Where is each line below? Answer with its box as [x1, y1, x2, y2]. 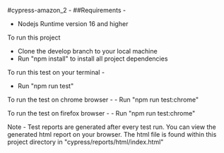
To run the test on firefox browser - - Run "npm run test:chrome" [7, 109, 196, 117]
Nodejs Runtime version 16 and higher [17, 20, 129, 27]
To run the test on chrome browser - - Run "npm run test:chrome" [7, 95, 199, 104]
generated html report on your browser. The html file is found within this [7, 130, 217, 138]
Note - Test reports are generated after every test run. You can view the [7, 123, 217, 131]
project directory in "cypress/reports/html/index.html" [7, 137, 164, 146]
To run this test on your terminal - [7, 68, 105, 76]
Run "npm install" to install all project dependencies [17, 54, 168, 63]
